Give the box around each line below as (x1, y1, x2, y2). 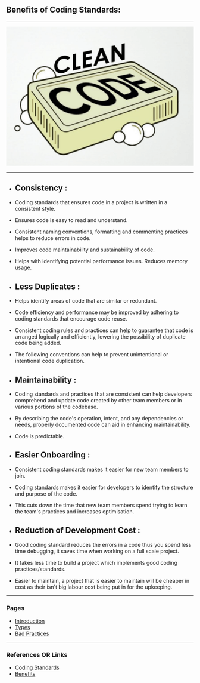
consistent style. (14, 205, 55, 213)
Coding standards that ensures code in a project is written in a (14, 199, 168, 206)
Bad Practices (14, 630, 49, 637)
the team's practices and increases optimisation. (14, 507, 135, 515)
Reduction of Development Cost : (14, 525, 141, 536)
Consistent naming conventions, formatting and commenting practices (14, 228, 188, 235)
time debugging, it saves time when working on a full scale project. (14, 547, 180, 555)
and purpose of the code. (14, 490, 77, 497)
